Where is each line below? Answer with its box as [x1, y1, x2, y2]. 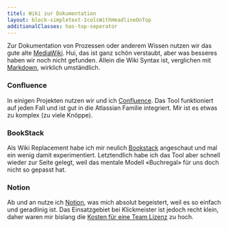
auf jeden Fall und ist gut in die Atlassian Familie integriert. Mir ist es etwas [7, 104, 218, 112]
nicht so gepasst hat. [7, 166, 66, 174]
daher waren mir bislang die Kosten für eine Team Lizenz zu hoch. [7, 213, 194, 221]
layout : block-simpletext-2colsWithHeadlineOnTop [7, 16, 152, 23]
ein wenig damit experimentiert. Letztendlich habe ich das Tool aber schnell [7, 150, 220, 159]
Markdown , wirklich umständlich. [7, 63, 101, 72]
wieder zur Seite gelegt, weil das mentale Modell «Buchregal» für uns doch [7, 158, 219, 166]
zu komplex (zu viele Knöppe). [7, 111, 93, 119]
